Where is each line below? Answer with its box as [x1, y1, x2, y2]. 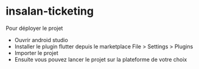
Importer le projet [14, 49, 58, 56]
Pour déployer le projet [5, 24, 63, 32]
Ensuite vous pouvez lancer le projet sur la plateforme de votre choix [14, 56, 187, 63]
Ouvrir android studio [14, 36, 68, 43]
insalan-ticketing [5, 4, 94, 18]
